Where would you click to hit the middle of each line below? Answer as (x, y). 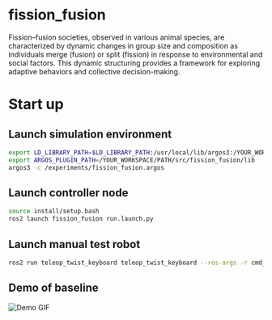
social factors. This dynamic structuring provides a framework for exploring (134, 63)
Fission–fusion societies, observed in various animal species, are (117, 37)
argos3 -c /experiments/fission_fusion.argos (86, 167)
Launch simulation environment (90, 134)
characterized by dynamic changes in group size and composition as (123, 45)
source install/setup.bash (54, 212)
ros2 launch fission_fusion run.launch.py (81, 219)
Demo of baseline (53, 288)
